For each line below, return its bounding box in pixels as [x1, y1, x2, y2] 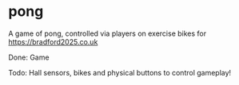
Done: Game [8, 52, 50, 62]
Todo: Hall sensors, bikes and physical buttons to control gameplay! [8, 68, 232, 77]
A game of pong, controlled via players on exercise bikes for [8, 29, 206, 38]
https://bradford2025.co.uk [8, 37, 98, 46]
